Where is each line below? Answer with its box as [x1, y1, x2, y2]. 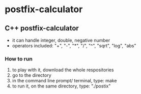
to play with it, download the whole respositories [12, 67, 114, 73]
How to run [5, 55, 33, 62]
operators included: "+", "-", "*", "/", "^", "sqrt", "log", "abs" [12, 43, 136, 49]
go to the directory [12, 72, 51, 78]
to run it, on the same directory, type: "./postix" [12, 83, 111, 89]
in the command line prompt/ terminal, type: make [12, 78, 117, 84]
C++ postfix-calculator [5, 24, 79, 33]
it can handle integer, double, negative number [12, 37, 110, 43]
